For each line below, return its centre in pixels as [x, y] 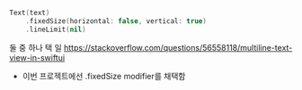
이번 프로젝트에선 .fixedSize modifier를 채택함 [104, 76]
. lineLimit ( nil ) [56, 29]
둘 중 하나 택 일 [36, 47]
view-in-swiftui [37, 57]
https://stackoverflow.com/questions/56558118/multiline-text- [178, 47]
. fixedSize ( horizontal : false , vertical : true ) [116, 21]
